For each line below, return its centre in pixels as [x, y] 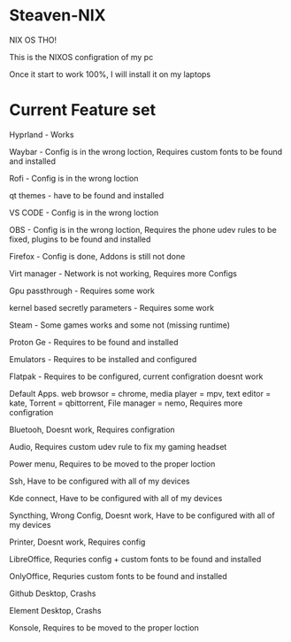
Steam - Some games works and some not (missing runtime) [120, 325]
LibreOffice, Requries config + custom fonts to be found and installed [135, 559]
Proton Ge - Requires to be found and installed [94, 342]
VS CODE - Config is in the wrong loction [84, 213]
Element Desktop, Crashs [55, 610]
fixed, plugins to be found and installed [80, 239]
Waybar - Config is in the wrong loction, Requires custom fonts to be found [146, 151]
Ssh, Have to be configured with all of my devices [100, 481]
